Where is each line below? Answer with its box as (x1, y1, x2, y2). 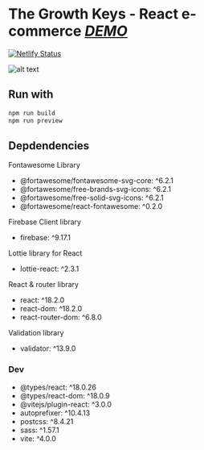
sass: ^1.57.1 (19, 425, 59, 435)
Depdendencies (8, 139, 90, 152)
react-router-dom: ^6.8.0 (19, 312, 102, 323)
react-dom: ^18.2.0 (19, 304, 83, 314)
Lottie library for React (8, 248, 83, 258)
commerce (8, 22, 82, 40)
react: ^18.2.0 (19, 295, 65, 305)
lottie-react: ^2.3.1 (19, 264, 80, 274)
